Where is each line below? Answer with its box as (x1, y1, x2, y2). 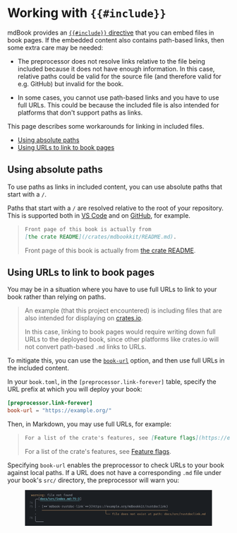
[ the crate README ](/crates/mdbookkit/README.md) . (24, 233, 177, 240)
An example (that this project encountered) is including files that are (24, 306, 222, 315)
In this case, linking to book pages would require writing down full (24, 327, 217, 336)
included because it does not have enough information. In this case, (17, 64, 215, 73)
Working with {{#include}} (7, 5, 166, 21)
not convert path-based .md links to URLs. (24, 343, 147, 351)
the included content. (7, 364, 69, 373)
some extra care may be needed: (7, 43, 104, 52)
